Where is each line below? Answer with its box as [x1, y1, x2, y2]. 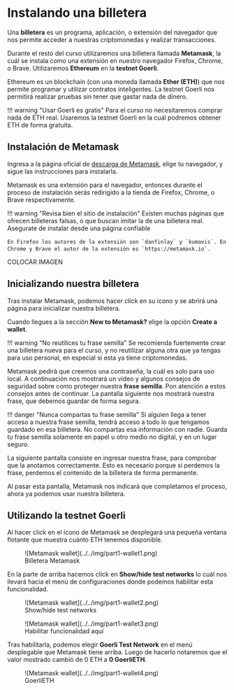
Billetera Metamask [24, 556, 80, 565]
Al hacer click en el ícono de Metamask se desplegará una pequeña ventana [7, 528, 227, 537]
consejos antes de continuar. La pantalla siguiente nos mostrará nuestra [7, 389, 214, 397]
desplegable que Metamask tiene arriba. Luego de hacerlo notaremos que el [7, 648, 228, 656]
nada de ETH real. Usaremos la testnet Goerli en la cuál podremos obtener [7, 113, 221, 122]
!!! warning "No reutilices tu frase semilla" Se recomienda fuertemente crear [7, 338, 226, 347]
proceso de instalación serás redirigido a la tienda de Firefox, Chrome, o [7, 188, 215, 197]
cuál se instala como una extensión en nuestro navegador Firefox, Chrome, [7, 56, 224, 64]
